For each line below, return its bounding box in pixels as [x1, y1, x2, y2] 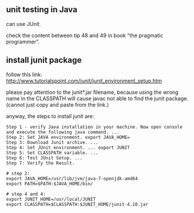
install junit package [6, 55, 82, 65]
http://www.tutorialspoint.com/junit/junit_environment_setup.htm [6, 77, 162, 84]
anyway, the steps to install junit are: [6, 112, 94, 120]
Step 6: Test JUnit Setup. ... [6, 155, 83, 161]
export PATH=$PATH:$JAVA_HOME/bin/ [6, 181, 93, 186]
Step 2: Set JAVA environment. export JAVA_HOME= [6, 134, 131, 140]
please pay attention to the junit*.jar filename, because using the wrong [6, 89, 179, 96]
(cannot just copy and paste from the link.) [6, 101, 109, 108]
